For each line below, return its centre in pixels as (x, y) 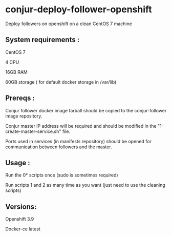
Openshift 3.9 (20, 219)
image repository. (24, 116)
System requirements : (42, 40)
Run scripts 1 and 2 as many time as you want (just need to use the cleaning (85, 185)
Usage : (18, 163)
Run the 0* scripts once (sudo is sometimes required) (62, 175)
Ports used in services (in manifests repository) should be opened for (79, 141)
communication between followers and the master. (59, 147)
